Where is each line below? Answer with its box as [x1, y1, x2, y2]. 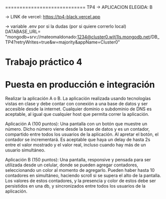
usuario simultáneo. [5, 147, 46, 153]
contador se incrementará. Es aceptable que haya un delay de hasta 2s [5, 137, 151, 143]
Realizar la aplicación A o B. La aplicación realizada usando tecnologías [5, 96, 151, 101]
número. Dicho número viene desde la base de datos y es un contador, [5, 126, 150, 132]
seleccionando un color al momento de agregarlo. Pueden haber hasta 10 [5, 167, 155, 173]
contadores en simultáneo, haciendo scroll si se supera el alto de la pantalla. [5, 173, 161, 179]
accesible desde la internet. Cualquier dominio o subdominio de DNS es [5, 106, 152, 112]
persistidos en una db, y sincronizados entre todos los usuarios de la [5, 183, 146, 189]
